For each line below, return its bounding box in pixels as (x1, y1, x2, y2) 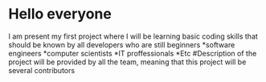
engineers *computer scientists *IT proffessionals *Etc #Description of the (8, 48, 257, 58)
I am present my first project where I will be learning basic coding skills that (8, 31, 259, 41)
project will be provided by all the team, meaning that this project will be (8, 57, 247, 67)
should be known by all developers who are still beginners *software (8, 39, 235, 49)
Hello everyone (8, 5, 113, 23)
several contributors (8, 65, 75, 75)
